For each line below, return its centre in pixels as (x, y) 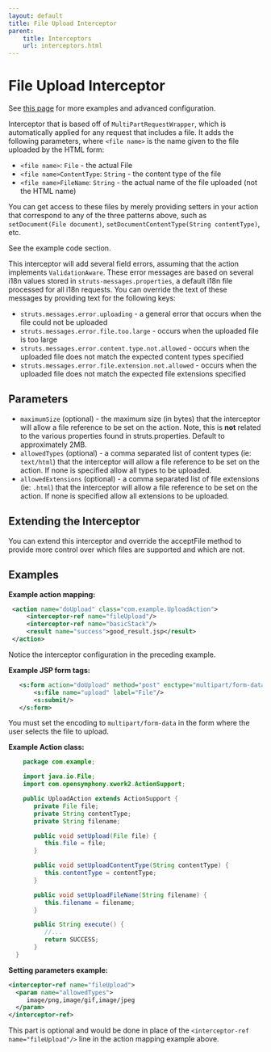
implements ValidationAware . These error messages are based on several (131, 272)
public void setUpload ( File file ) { (95, 836)
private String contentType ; (82, 814)
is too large (39, 339)
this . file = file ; (75, 844)
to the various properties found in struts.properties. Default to (122, 436)
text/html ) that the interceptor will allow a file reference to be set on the (140, 461)
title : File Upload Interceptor (63, 23)
